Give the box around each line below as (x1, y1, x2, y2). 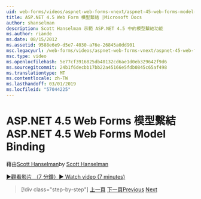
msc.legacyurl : (6, 48, 44, 54)
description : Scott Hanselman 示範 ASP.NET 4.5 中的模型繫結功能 (6, 25, 163, 32)
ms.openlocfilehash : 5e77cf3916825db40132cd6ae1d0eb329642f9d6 (6, 59, 167, 65)
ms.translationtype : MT (6, 70, 66, 76)
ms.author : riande (6, 31, 52, 37)
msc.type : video (6, 53, 47, 59)
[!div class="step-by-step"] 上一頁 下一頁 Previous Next (20, 186, 157, 193)
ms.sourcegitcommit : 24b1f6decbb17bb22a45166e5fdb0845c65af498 (6, 64, 167, 71)
